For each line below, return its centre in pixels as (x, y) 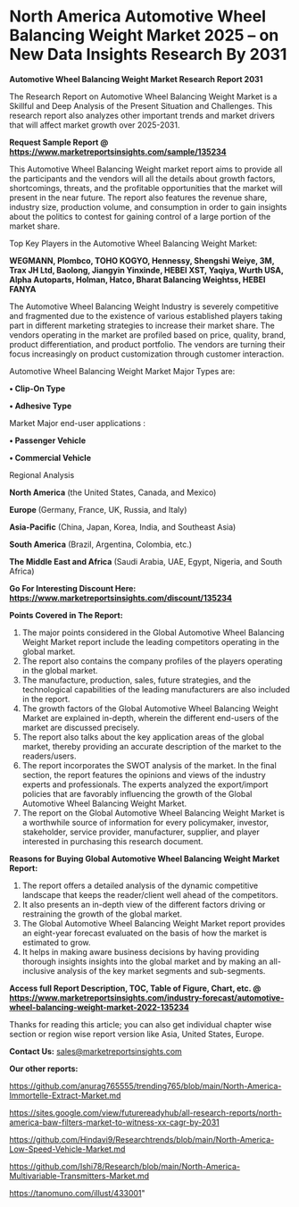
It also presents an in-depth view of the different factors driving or (144, 904)
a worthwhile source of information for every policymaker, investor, (145, 822)
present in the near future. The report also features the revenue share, (138, 197)
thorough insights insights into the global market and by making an (145, 961)
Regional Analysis (42, 474)
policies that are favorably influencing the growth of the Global (137, 793)
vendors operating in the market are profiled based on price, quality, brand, (148, 335)
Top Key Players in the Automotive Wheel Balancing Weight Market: (133, 243)
